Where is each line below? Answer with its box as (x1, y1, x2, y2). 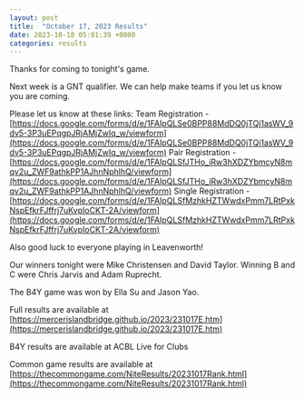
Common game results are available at (9, 359, 153, 370)
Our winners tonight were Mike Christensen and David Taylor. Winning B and (9, 260, 296, 271)
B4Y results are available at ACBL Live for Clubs (9, 342, 189, 353)
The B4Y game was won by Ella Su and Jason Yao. (9, 287, 200, 298)
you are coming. (9, 91, 71, 102)
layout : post (9, 13, 59, 23)
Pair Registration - (168, 147, 237, 158)
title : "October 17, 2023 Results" (9, 22, 148, 31)
